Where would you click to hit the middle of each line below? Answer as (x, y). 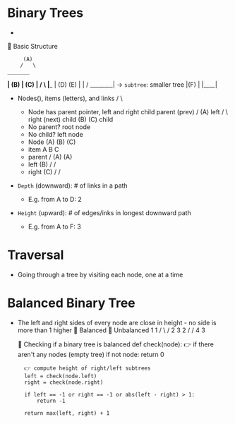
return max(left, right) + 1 (67, 413)
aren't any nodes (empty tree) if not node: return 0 (91, 354)
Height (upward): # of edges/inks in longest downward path (104, 212)
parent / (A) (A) (50, 157)
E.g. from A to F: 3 (54, 226)
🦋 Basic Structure (33, 46)
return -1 (51, 401)
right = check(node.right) (64, 382)
